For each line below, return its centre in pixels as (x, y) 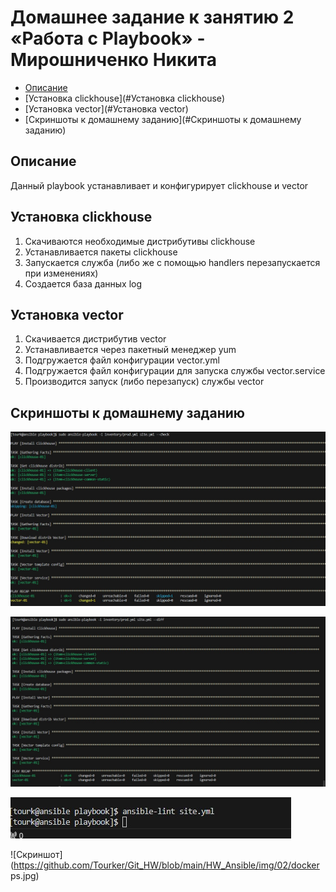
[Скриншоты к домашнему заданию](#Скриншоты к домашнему (163, 119)
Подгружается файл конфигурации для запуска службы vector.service (175, 371)
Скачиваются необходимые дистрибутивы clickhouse (140, 241)
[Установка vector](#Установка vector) (106, 108)
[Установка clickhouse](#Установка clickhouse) (125, 98)
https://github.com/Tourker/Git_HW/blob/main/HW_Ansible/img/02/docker (166, 865)
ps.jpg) (25, 875)
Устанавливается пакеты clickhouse (101, 252)
